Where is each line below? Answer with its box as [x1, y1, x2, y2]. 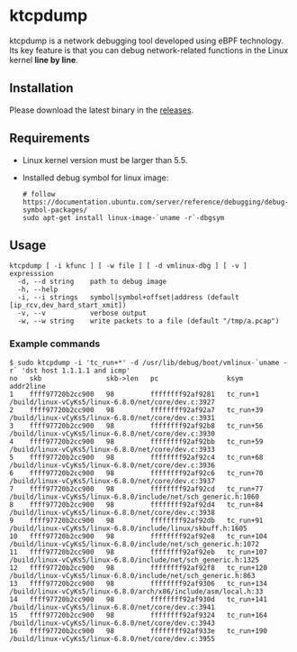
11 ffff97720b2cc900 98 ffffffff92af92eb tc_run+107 [9, 547, 268, 556]
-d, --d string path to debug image [17, 277, 167, 287]
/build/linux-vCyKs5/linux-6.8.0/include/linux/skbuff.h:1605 [9, 524, 247, 533]
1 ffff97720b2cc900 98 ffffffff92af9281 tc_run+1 [9, 390, 259, 399]
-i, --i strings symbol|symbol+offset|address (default [17, 293, 240, 302]
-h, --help [17, 285, 58, 294]
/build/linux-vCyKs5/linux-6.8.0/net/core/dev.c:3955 [9, 634, 216, 643]
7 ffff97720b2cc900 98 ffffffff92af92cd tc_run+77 [9, 484, 264, 493]
